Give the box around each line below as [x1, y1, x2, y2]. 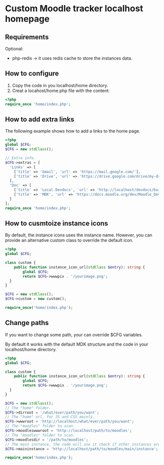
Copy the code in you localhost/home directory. [12, 82, 108, 88]
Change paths [5, 319, 49, 327]
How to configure [5, 70, 59, 78]
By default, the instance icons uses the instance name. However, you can [5, 232, 153, 238]
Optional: [5, 46, 23, 51]
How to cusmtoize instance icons [5, 219, 108, 228]
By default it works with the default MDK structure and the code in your [5, 341, 148, 347]
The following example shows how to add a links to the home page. [5, 128, 141, 134]
